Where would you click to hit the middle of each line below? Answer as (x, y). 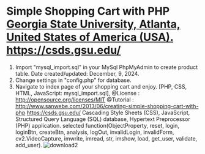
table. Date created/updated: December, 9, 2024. (77, 73)
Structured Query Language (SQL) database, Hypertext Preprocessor (103, 119)
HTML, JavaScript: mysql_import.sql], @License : (77, 93)
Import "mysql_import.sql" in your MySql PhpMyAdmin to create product (106, 67)
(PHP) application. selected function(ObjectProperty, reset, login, (97, 125)
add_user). (29, 145)
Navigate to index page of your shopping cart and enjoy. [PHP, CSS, (101, 86)
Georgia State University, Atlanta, (93, 24)
